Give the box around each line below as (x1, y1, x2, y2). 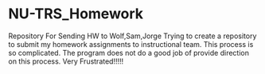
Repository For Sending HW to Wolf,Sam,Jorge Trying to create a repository (8, 31, 257, 41)
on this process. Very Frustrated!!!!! (8, 56, 124, 66)
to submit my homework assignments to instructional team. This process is (8, 39, 254, 49)
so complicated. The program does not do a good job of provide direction (8, 48, 249, 57)
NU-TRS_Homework (8, 5, 144, 23)
